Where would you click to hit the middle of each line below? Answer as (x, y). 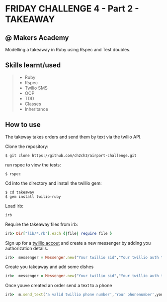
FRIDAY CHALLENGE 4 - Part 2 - (72, 9)
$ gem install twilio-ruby (33, 197)
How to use (23, 125)
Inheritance (36, 109)
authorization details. (27, 248)
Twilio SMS (36, 88)
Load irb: (14, 206)
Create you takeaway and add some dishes (49, 267)
